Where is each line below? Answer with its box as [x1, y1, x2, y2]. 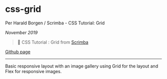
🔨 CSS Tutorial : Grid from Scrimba [17, 39, 88, 45]
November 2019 [5, 29, 38, 35]
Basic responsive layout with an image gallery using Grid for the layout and [5, 63, 158, 69]
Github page [5, 49, 31, 55]
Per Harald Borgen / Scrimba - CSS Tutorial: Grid [5, 20, 105, 26]
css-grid [5, 3, 41, 15]
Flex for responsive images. [5, 68, 62, 74]
